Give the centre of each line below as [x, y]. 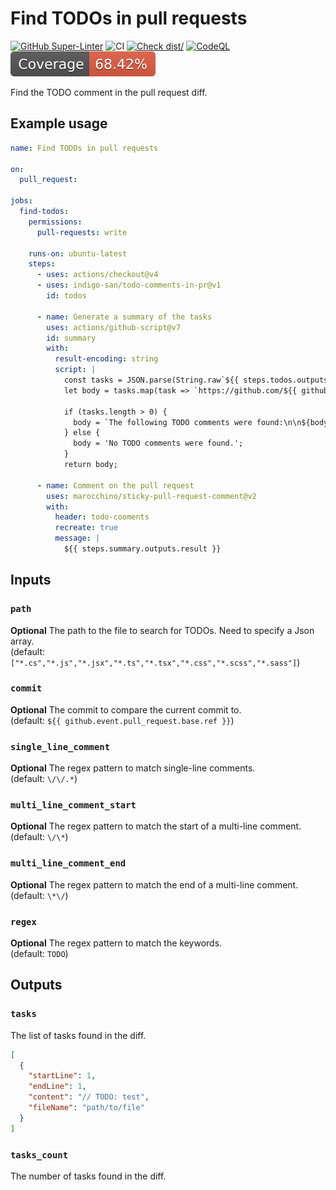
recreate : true [86, 528]
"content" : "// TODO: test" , [89, 1097]
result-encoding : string [106, 359]
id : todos [66, 296]
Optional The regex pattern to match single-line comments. [133, 768]
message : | [77, 538]
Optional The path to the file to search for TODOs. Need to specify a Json [162, 630]
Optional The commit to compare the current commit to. [126, 709]
